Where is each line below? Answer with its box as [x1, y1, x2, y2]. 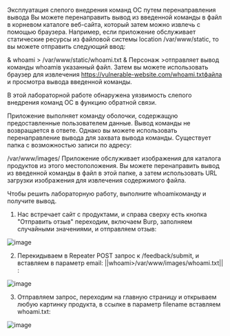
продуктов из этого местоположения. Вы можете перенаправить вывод [7, 162, 220, 169]
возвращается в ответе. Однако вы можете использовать [7, 127, 178, 134]
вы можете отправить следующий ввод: [7, 43, 126, 50]
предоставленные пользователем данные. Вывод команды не [7, 119, 191, 127]
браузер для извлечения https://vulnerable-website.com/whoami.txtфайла [7, 70, 222, 78]
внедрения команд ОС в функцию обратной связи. [7, 98, 157, 106]
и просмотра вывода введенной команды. [7, 78, 132, 85]
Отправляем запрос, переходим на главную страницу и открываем [17, 293, 217, 301]
